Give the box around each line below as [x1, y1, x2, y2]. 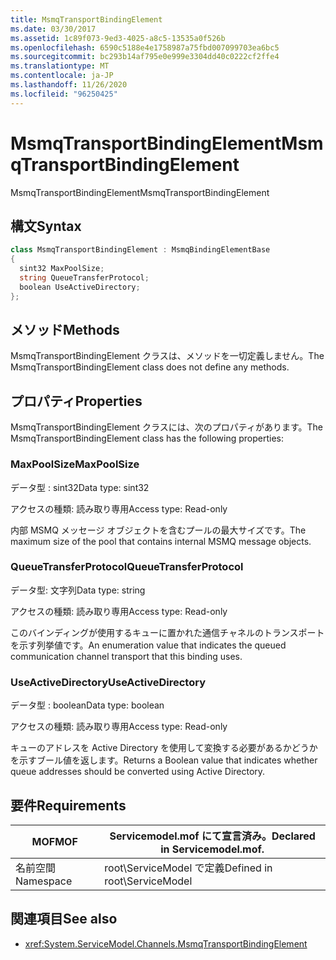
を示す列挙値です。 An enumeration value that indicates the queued [10, 639, 287, 651]
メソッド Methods [10, 322, 120, 339]
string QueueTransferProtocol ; [19, 273, 150, 283]
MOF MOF [31, 834, 78, 848]
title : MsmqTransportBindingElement [10, 14, 163, 25]
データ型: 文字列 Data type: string [10, 584, 146, 596]
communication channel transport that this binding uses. [10, 650, 243, 662]
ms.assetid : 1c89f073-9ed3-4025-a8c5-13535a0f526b [10, 33, 226, 43]
